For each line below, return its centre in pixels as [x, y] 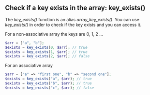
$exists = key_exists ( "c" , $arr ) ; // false [50, 88]
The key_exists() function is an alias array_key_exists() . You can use [72, 19]
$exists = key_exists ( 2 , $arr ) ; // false [47, 56]
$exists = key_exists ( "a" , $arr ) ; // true [48, 79]
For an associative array [29, 66]
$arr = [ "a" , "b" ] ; [25, 43]
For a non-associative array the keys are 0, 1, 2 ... [54, 34]
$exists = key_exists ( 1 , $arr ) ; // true [46, 52]
